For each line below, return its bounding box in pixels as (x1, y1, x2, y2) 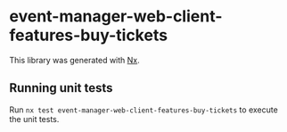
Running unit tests (9, 80, 113, 95)
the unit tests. (9, 113, 60, 124)
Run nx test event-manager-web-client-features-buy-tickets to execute (9, 104, 278, 115)
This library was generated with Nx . (9, 54, 140, 65)
